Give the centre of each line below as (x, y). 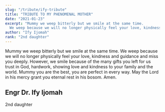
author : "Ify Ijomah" (27, 32)
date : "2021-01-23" (25, 19)
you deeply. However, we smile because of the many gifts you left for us (78, 61)
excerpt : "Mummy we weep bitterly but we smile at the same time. (74, 23)
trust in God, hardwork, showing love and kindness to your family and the (79, 66)
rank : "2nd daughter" (27, 37)
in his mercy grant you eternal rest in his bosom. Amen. (61, 77)
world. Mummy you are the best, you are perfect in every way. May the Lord (82, 72)
